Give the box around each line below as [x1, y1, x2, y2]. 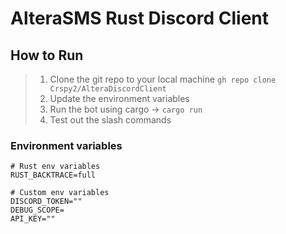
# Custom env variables [10, 188, 110, 198]
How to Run [10, 47, 84, 64]
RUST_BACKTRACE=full [10, 170, 97, 181]
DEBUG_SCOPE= [10, 205, 65, 216]
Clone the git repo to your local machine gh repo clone [49, 73, 277, 85]
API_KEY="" [10, 214, 56, 224]
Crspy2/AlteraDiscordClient [49, 84, 167, 94]
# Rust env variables [10, 162, 101, 172]
